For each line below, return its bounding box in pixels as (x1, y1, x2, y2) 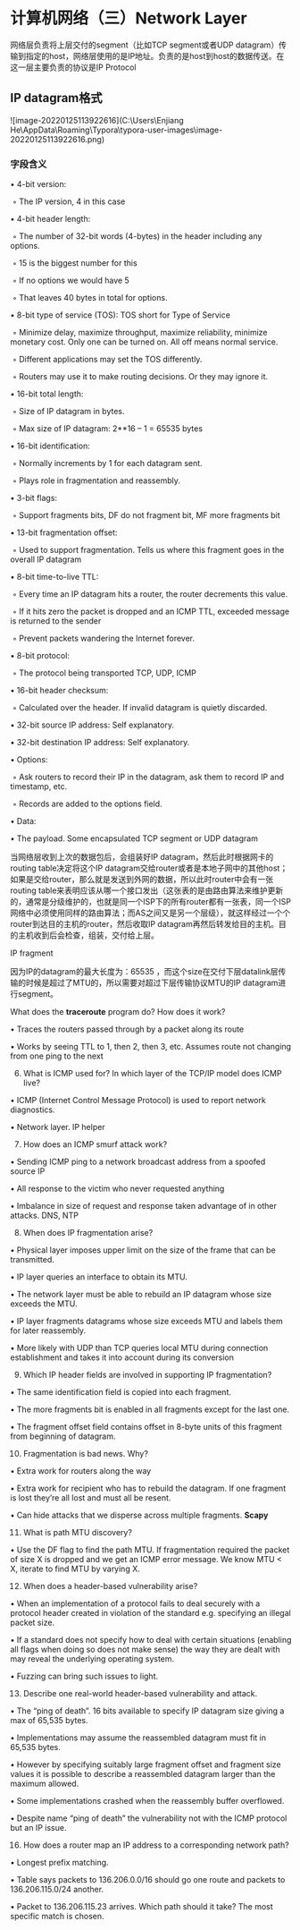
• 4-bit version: (10, 179, 67, 190)
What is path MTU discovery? (22, 1527, 133, 1538)
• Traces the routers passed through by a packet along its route (10, 1024, 245, 1034)
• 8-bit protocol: (10, 650, 71, 661)
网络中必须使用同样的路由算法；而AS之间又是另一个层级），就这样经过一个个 (10, 907, 291, 918)
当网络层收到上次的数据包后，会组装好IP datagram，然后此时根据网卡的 (10, 852, 274, 863)
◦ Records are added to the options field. (12, 798, 163, 810)
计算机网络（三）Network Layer (10, 8, 248, 29)
